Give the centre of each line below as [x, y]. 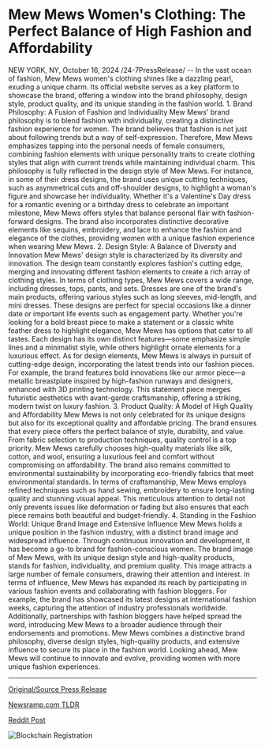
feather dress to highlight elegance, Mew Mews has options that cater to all [131, 331]
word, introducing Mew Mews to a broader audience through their [115, 624]
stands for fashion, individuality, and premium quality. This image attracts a [130, 565]
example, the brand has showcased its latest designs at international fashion [132, 599]
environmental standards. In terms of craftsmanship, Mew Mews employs [127, 482]
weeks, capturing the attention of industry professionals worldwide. [118, 607]
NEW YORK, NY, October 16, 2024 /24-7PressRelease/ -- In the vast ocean [130, 70]
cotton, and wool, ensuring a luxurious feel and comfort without [111, 456]
